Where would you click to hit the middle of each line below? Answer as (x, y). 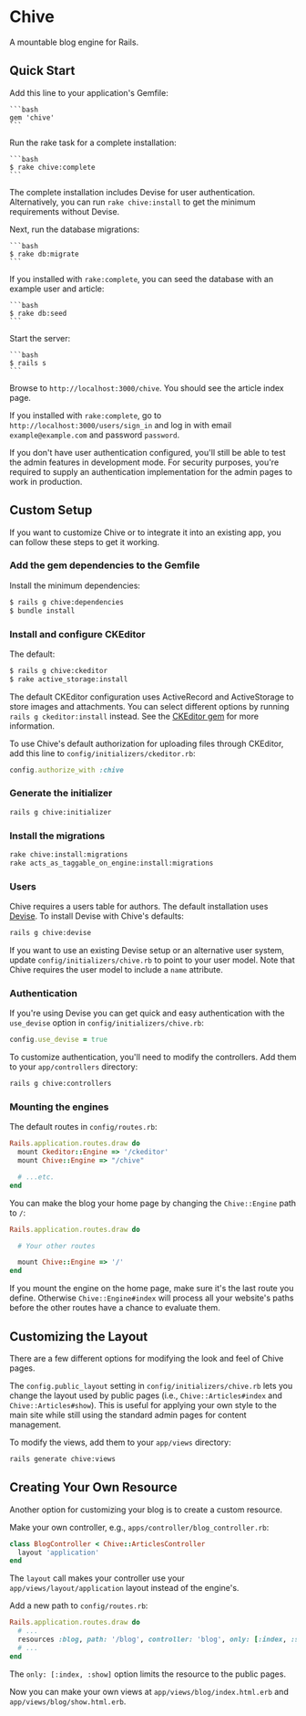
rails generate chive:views (63, 1458)
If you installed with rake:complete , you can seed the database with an (142, 279)
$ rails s (28, 363)
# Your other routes (56, 1246)
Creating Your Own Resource (93, 1487)
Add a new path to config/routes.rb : (79, 1605)
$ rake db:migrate (44, 254)
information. (32, 726)
